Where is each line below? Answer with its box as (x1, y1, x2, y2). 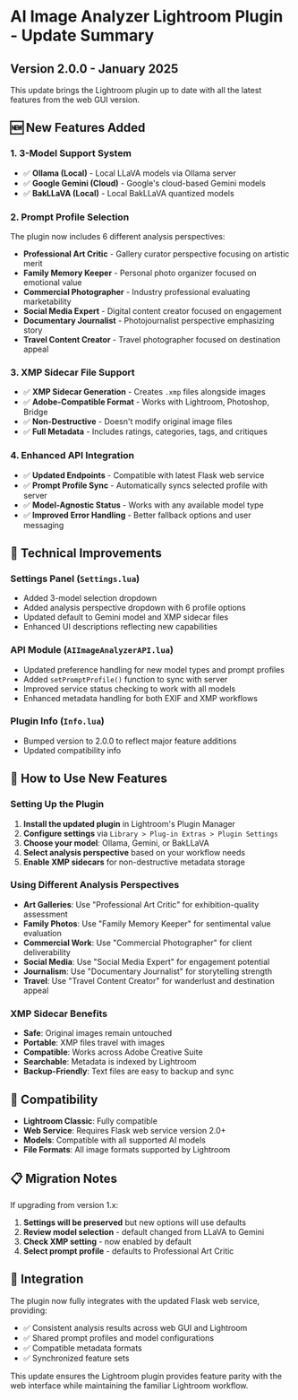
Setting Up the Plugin (10, 798, 105, 811)
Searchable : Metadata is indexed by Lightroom (22, 1057, 197, 1067)
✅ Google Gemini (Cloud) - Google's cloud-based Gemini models (22, 178, 267, 188)
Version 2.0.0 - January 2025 (10, 61, 179, 76)
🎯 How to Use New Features (10, 771, 168, 787)
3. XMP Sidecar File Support (10, 366, 135, 378)
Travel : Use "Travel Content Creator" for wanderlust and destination (22, 975, 276, 986)
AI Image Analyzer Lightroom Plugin (10, 6, 284, 27)
